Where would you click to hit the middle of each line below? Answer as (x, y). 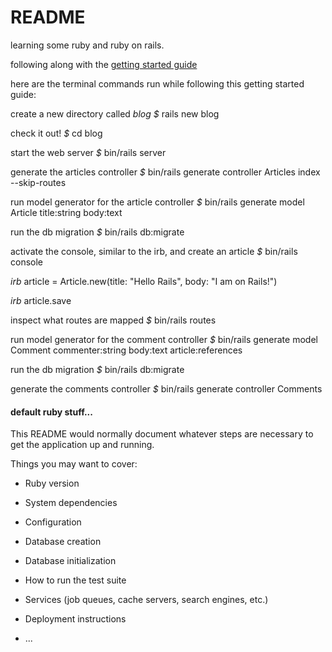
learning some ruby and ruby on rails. (87, 45)
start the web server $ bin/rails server (88, 152)
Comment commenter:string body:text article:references (126, 350)
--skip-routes (38, 182)
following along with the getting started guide (104, 64)
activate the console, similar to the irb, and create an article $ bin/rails (154, 251)
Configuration (53, 522)
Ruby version (52, 483)
